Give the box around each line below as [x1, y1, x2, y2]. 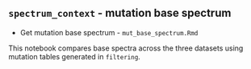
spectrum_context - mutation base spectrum [8, 6, 232, 20]
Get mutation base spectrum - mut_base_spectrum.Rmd [19, 27, 199, 37]
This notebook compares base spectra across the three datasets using [8, 43, 244, 53]
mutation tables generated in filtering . [8, 51, 141, 61]
